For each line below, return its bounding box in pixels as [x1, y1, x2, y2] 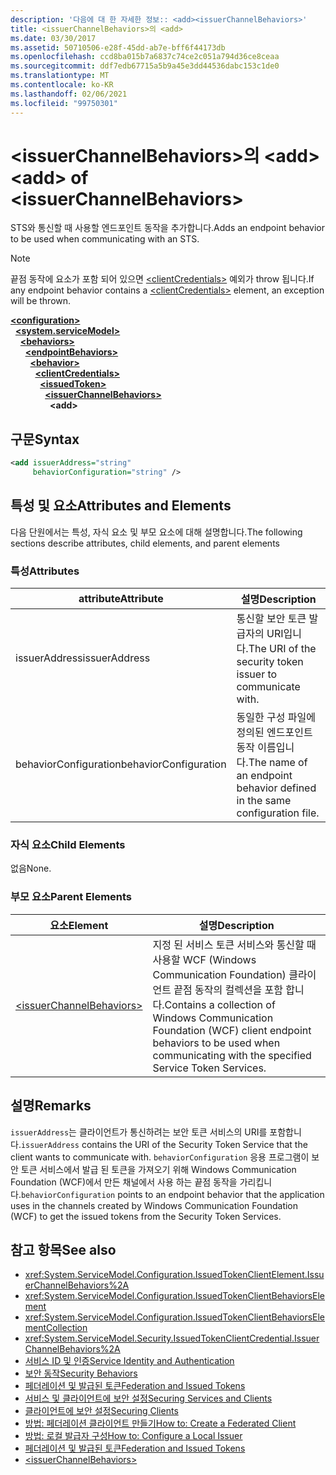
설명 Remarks [10, 1097, 92, 1115]
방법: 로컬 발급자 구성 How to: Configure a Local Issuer [24, 1430, 243, 1442]
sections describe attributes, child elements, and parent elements [10, 537, 280, 549]
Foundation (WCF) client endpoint [152, 1023, 312, 1037]
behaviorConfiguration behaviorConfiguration [15, 757, 227, 771]
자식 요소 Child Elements [10, 838, 126, 852]
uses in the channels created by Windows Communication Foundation [10, 1199, 299, 1211]
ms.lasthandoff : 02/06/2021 [10, 89, 128, 99]
